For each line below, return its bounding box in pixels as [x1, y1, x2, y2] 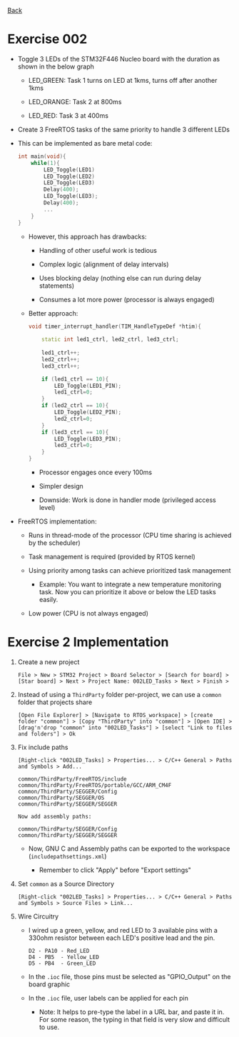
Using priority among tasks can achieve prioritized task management [28, 566, 231, 575]
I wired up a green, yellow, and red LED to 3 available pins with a [28, 926, 218, 934]
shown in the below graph [17, 62, 95, 71]
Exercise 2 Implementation [7, 634, 169, 651]
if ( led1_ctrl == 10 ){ [41, 375, 109, 383]
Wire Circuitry [17, 912, 59, 921]
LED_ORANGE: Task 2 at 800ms [28, 97, 122, 106]
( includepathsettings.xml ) [28, 852, 107, 860]
